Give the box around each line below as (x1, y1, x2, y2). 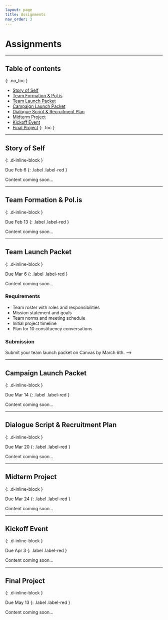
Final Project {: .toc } (12, 125, 55, 131)
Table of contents (5, 64, 61, 73)
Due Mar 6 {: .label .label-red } (5, 271, 68, 277)
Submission (5, 338, 35, 345)
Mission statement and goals (12, 309, 72, 316)
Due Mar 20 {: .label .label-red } (5, 444, 71, 450)
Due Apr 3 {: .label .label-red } (5, 547, 67, 554)
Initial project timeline (12, 320, 57, 326)
